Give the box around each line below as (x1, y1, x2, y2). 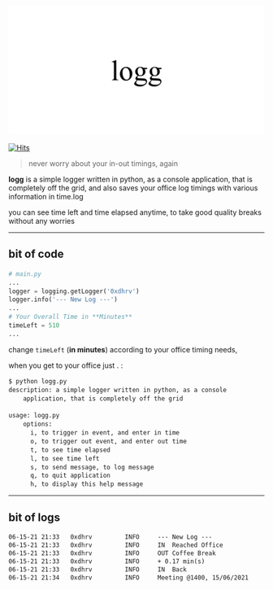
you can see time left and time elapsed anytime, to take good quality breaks (8, 208, 262, 217)
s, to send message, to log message (29, 463, 154, 471)
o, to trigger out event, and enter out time (29, 437, 187, 445)
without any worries (8, 216, 76, 225)
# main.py (8, 269, 42, 278)
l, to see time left (29, 454, 100, 462)
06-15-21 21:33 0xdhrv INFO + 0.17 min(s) (8, 557, 206, 566)
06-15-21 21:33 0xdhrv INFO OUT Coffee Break (8, 549, 217, 557)
